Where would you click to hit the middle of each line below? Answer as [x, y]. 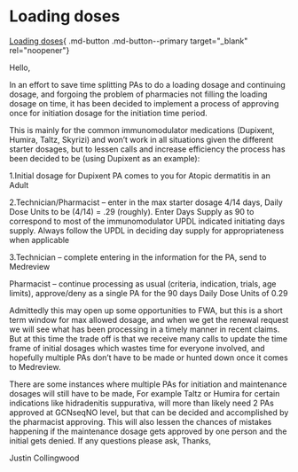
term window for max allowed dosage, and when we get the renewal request [149, 319]
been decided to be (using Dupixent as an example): [105, 158]
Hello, [20, 67]
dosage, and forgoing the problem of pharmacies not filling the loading [138, 94]
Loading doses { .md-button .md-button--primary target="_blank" [129, 41]
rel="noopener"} [39, 50]
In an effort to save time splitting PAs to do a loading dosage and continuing [147, 84]
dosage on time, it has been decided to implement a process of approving [144, 103]
